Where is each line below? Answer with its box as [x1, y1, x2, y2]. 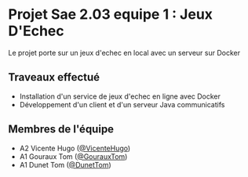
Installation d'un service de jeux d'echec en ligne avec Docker [19, 92, 221, 101]
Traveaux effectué [8, 70, 100, 84]
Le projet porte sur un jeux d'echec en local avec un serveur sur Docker [8, 48, 241, 57]
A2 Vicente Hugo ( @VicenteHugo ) [19, 143, 131, 153]
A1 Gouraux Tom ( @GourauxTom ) [19, 151, 128, 161]
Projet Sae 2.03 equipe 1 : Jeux [8, 5, 213, 23]
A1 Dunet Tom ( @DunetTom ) [19, 160, 111, 169]
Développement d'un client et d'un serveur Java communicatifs [19, 99, 225, 109]
